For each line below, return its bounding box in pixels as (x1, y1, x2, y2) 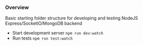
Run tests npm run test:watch (12, 35, 73, 41)
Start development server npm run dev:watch (12, 30, 103, 36)
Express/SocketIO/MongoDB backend (5, 20, 83, 26)
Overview (5, 4, 29, 11)
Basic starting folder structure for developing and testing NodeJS (5, 15, 139, 21)
